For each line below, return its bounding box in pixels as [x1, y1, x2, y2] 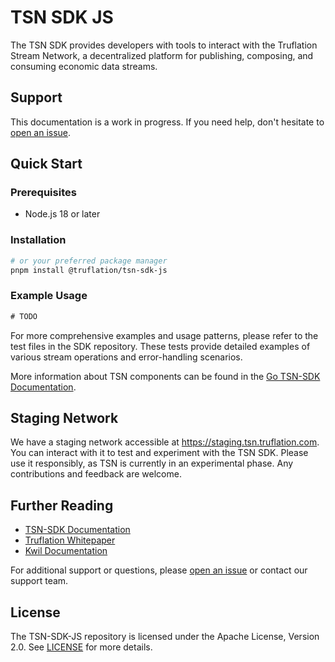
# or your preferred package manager [10, 256, 168, 266]
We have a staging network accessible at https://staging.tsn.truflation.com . [10, 436, 320, 448]
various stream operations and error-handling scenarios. [10, 351, 243, 363]
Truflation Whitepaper [24, 534, 116, 546]
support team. [10, 575, 69, 587]
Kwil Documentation [24, 545, 108, 557]
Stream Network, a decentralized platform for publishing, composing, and [10, 49, 314, 61]
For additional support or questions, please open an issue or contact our [10, 564, 308, 576]
